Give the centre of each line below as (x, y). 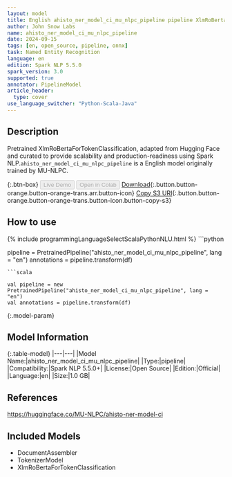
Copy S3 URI (154, 193)
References (32, 398)
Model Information (48, 337)
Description (33, 132)
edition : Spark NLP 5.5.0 (44, 65)
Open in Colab (98, 184)
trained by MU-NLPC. (38, 170)
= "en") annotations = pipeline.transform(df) (70, 260)
